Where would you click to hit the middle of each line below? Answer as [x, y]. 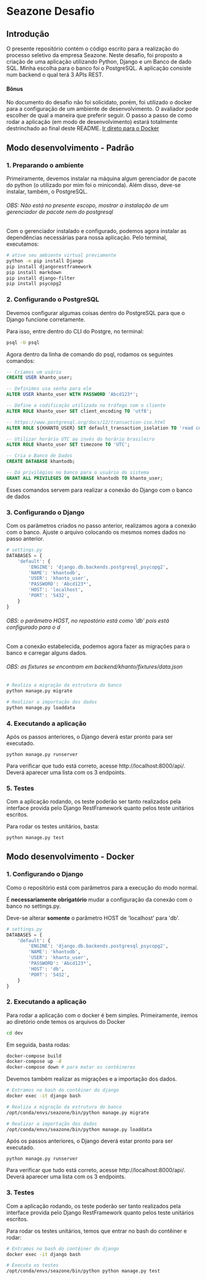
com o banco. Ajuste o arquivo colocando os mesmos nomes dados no [96, 532]
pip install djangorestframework [49, 267]
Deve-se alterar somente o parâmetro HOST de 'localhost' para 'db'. [93, 918]
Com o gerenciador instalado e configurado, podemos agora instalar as [97, 231]
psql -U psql [23, 342]
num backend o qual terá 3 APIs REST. [55, 74]
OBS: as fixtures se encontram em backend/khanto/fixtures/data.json [94, 667]
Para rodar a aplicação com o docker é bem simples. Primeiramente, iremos [102, 1015]
